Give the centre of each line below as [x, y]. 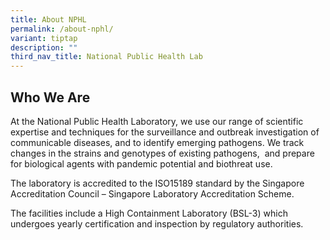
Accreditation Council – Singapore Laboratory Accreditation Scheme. [152, 193]
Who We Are [50, 97]
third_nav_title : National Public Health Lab [106, 57]
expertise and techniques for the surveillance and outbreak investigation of [165, 132]
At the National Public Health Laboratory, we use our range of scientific [157, 121]
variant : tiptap [44, 38]
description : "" [44, 47]
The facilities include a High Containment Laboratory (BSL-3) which [149, 213]
